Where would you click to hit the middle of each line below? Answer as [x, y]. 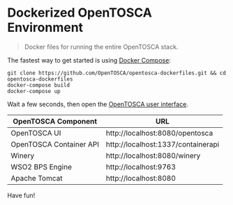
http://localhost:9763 [141, 167]
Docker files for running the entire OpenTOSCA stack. [101, 47]
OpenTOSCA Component [55, 121]
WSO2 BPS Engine [41, 167]
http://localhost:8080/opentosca [159, 133]
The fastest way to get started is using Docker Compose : [89, 60]
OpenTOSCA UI [36, 133]
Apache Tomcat [37, 178]
